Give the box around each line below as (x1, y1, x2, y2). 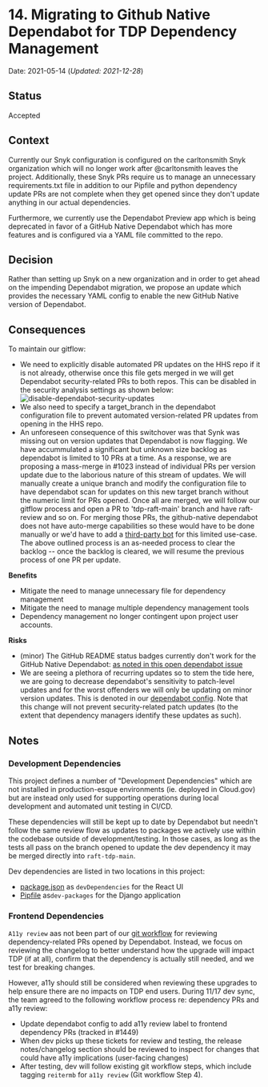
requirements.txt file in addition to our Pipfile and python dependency (8, 180, 238, 190)
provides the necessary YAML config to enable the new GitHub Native (8, 291, 239, 301)
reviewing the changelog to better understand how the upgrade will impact (8, 945, 254, 955)
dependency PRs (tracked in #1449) (19, 1028, 139, 1037)
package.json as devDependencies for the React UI (19, 881, 184, 891)
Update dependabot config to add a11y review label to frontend (19, 1019, 228, 1029)
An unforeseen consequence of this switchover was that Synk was (19, 428, 240, 438)
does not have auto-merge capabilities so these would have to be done (19, 522, 254, 531)
